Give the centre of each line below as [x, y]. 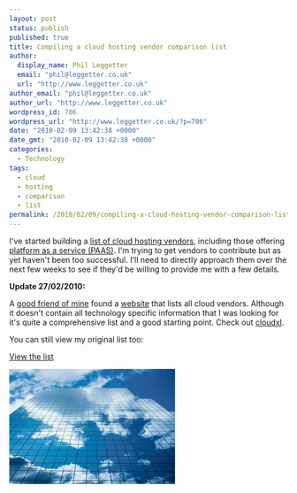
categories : [31, 150]
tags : [19, 168]
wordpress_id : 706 [43, 112]
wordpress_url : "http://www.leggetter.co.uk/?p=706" [108, 121]
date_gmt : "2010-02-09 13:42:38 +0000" [83, 140]
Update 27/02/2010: [47, 286]
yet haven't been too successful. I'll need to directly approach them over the [148, 260]
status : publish [39, 28]
